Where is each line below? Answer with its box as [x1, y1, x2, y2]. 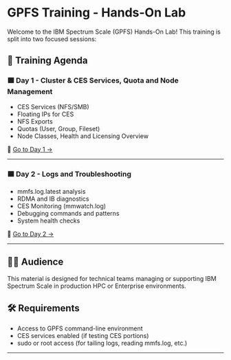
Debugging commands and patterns [16, 209, 120, 217]
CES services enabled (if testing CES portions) [16, 331, 149, 339]
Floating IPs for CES [16, 110, 74, 118]
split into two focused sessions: [7, 34, 97, 43]
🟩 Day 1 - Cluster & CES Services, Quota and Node [7, 76, 179, 85]
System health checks [16, 216, 80, 225]
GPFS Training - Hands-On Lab [7, 5, 186, 21]
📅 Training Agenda [7, 55, 88, 67]
